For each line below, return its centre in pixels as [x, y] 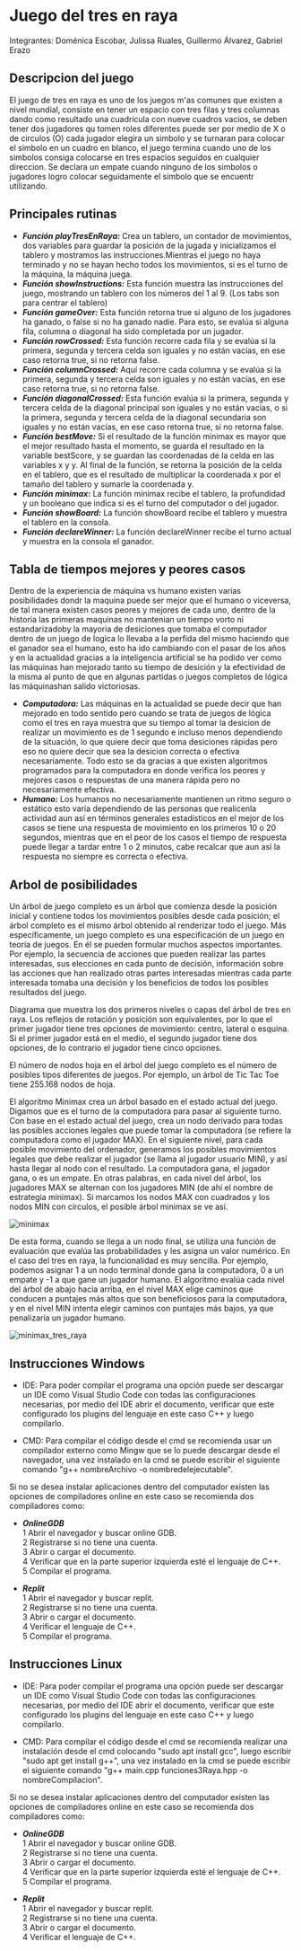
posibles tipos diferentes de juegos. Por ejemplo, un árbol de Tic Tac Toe [144, 1075]
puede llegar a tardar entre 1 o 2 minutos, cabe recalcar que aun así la [151, 847]
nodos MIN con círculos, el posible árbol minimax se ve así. [119, 1207]
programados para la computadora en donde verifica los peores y [144, 771]
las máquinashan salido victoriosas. [75, 686]
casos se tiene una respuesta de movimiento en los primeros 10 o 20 [149, 828]
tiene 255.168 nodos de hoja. [62, 1084]
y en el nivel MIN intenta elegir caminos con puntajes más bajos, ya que [142, 1309]
